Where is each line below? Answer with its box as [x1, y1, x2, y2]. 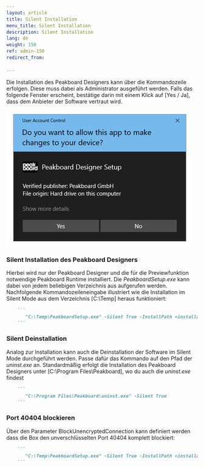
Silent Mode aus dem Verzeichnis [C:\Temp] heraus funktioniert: [6, 295, 167, 302]
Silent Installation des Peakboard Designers [6, 255, 138, 264]
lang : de [6, 35, 29, 42]
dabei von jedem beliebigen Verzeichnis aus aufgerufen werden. [6, 282, 168, 289]
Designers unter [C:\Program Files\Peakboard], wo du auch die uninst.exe [6, 368, 191, 375]
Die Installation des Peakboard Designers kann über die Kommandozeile [6, 78, 187, 86]
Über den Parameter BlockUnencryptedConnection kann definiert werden [6, 428, 191, 435]
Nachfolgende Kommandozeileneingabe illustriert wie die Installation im [6, 288, 185, 295]
